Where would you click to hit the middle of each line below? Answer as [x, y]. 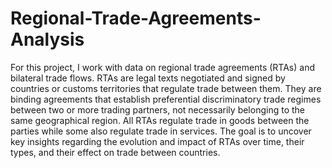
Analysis [47, 39]
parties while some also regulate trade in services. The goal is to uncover [161, 131]
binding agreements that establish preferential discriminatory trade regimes [166, 99]
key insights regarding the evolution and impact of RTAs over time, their [157, 141]
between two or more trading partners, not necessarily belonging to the [157, 109]
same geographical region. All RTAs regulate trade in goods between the [160, 120]
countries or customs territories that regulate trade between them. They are [166, 88]
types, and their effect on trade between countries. [115, 152]
